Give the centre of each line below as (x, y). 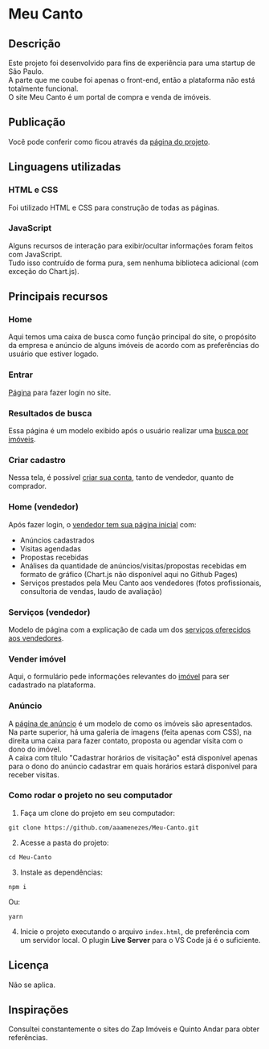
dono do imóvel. (35, 749)
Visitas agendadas (51, 548)
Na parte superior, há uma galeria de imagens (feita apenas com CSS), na (130, 731)
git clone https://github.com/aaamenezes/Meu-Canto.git (104, 828)
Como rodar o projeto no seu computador (90, 795)
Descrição (35, 44)
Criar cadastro (37, 460)
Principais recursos (58, 297)
